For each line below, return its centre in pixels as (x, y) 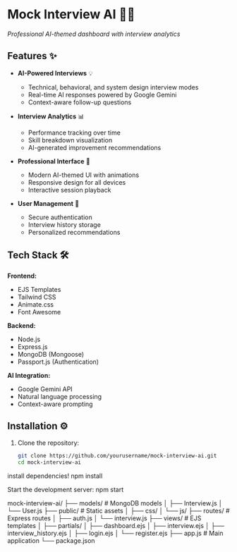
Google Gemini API (45, 389)
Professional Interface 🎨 (54, 161)
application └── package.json (51, 541)
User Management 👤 (48, 203)
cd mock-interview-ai (49, 462)
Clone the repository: (48, 443)
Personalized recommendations (74, 232)
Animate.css (36, 304)
